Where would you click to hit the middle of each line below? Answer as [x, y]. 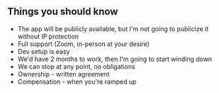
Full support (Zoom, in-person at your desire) [84, 44]
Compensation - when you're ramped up [77, 82]
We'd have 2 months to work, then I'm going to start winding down [115, 59]
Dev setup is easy [44, 51]
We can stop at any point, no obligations [77, 66]
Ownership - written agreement [63, 74]
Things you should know [63, 12]
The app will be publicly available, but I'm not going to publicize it [113, 28]
